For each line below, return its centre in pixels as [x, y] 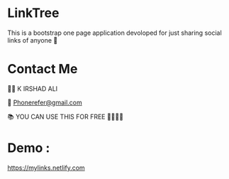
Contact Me [43, 69]
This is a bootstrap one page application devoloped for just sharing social [114, 33]
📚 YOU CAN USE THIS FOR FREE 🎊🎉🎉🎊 [66, 116]
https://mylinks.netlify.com [46, 168]
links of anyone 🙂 [33, 40]
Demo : [29, 148]
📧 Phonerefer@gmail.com [45, 102]
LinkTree [33, 13]
